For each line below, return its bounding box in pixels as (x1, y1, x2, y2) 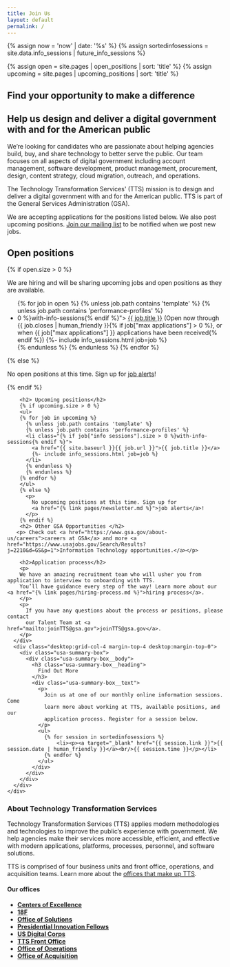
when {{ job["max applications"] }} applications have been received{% (17, 328, 218, 337)
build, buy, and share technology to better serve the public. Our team (7, 149, 203, 158)
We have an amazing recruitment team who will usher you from (19, 571, 202, 578)
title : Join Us (7, 10, 51, 17)
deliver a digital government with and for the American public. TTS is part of (7, 192, 223, 200)
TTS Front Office (17, 937, 66, 945)
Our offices (7, 885, 40, 893)
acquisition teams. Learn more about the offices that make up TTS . (7, 869, 197, 878)
